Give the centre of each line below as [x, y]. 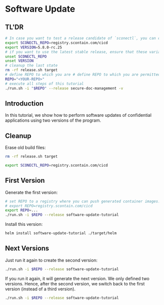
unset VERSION [20, 61]
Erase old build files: [26, 148]
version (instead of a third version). [40, 289]
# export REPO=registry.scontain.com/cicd [49, 206]
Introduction [24, 103]
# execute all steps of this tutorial [44, 84]
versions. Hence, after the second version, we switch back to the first [75, 283]
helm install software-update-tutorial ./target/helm [61, 233]
